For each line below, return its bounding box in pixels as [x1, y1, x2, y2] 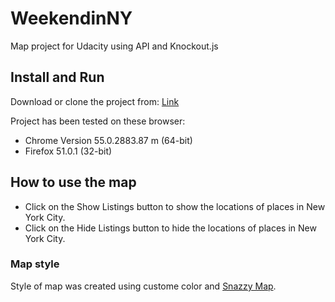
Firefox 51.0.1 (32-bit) [24, 145, 113, 157]
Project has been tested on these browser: [10, 115, 186, 127]
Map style [10, 257, 60, 271]
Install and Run [10, 69, 105, 86]
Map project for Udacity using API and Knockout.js [10, 40, 219, 52]
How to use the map [10, 174, 137, 191]
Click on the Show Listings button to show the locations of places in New [24, 200, 326, 212]
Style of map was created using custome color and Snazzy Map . [10, 280, 277, 292]
